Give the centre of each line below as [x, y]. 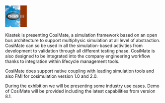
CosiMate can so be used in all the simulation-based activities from [74, 46]
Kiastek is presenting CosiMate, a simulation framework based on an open [81, 35]
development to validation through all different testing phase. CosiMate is [80, 51]
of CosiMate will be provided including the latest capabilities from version [80, 91]
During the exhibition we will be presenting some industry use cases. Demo [82, 86]
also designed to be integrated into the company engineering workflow [78, 56]
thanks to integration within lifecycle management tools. [62, 61]
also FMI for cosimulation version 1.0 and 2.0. [51, 76]
